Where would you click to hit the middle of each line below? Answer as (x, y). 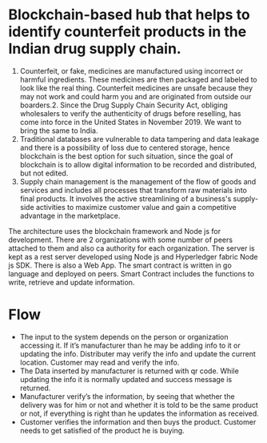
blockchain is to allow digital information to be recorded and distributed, (138, 164)
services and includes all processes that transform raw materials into (133, 190)
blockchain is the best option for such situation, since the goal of (126, 156)
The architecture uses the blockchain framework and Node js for (115, 231)
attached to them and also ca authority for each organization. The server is (132, 248)
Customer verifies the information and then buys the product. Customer (138, 421)
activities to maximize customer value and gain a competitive (136, 207)
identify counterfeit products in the (128, 32)
